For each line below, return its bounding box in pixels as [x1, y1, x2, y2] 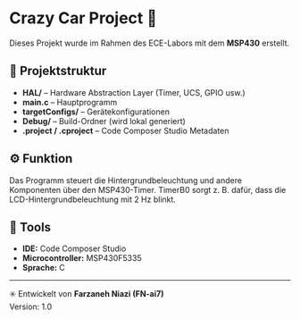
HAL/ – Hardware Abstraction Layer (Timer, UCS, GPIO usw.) [21, 87, 246, 97]
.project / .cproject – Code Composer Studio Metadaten [21, 125, 229, 136]
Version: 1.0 [9, 301, 53, 312]
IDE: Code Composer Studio [21, 243, 127, 254]
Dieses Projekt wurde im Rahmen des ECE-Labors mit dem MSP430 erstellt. [9, 38, 290, 48]
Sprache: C [21, 263, 65, 273]
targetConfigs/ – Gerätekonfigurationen [21, 106, 170, 117]
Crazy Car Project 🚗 [9, 8, 158, 29]
